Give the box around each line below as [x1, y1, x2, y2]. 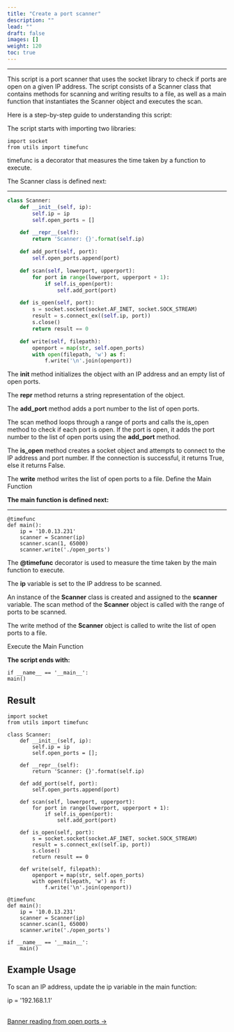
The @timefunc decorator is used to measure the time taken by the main [7, 559, 217, 567]
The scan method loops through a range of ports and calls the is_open [7, 418, 209, 427]
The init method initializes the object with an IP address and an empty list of [7, 370, 225, 378]
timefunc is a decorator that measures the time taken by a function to [7, 156, 206, 164]
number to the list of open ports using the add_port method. [7, 433, 180, 441]
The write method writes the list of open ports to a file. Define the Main [7, 475, 212, 483]
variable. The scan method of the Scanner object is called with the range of [7, 600, 225, 609]
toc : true [7, 50, 36, 57]
